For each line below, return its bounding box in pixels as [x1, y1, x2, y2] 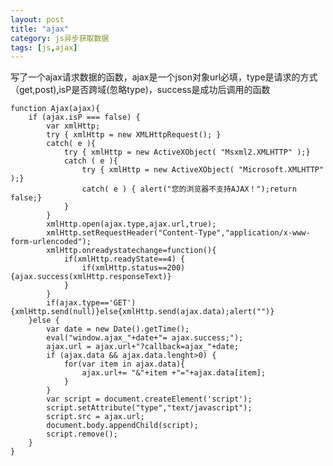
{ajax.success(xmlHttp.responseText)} [10, 272, 172, 282]
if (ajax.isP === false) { [28, 112, 141, 123]
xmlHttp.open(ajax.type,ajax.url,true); [46, 219, 217, 230]
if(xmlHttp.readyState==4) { [63, 254, 186, 265]
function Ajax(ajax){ [10, 104, 101, 114]
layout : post [10, 14, 65, 25]
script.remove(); [46, 429, 118, 440]
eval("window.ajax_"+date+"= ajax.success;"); [46, 333, 244, 343]
